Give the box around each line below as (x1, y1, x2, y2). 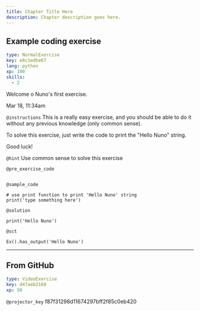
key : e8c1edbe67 (6, 58, 46, 64)
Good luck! (6, 143, 33, 150)
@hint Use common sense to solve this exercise (6, 154, 123, 161)
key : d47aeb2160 (6, 282, 46, 288)
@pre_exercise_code (6, 166, 55, 172)
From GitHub (6, 260, 55, 271)
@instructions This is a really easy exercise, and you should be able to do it (6, 114, 192, 121)
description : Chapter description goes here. (6, 14, 121, 20)
